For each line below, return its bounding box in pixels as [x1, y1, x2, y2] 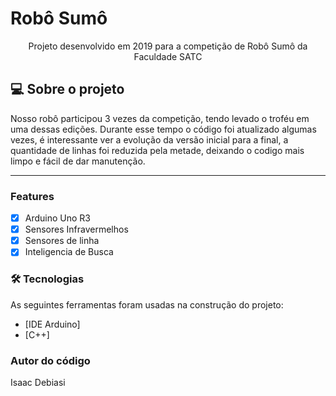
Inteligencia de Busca [24, 246, 114, 258]
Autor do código [10, 353, 91, 367]
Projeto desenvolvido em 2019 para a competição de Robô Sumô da [28, 40, 308, 52]
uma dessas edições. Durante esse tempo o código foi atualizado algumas [10, 123, 317, 135]
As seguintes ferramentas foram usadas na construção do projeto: [10, 298, 284, 311]
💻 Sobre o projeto [10, 81, 125, 98]
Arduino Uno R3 [24, 212, 92, 224]
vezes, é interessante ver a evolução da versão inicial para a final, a [10, 133, 289, 146]
